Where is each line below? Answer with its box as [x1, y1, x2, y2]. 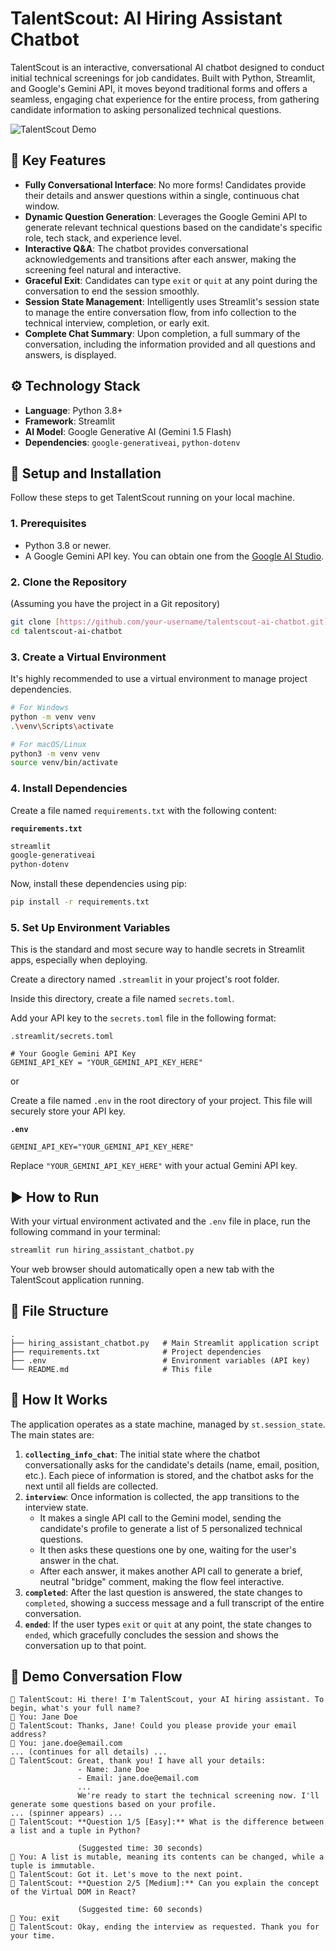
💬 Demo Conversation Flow [10, 1668, 183, 1686]
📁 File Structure [10, 1303, 109, 1320]
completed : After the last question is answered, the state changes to [24, 1586, 303, 1598]
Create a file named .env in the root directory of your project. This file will [10, 1095, 313, 1107]
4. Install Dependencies [10, 782, 128, 796]
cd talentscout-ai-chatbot [10, 626, 123, 636]
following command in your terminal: [10, 1226, 161, 1238]
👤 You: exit [10, 1913, 60, 1924]
